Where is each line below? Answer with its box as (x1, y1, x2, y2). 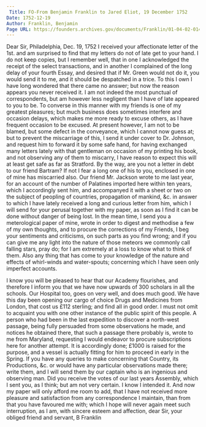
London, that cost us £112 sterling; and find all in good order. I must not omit (6, 303, 198, 310)
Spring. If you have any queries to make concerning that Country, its (6, 355, 179, 362)
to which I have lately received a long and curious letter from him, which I (6, 200, 191, 207)
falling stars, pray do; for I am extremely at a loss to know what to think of (6, 245, 192, 253)
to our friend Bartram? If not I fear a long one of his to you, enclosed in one (6, 167, 196, 174)
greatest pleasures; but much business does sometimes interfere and (6, 108, 182, 116)
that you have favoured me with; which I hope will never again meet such (6, 401, 191, 409)
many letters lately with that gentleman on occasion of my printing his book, (6, 147, 198, 155)
